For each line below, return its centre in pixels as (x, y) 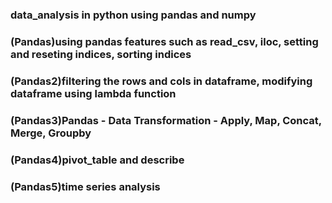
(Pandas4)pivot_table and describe (97, 160)
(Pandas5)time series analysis (85, 186)
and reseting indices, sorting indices (101, 54)
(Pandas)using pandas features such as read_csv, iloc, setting (164, 41)
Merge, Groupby (51, 133)
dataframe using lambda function (93, 93)
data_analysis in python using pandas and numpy (133, 15)
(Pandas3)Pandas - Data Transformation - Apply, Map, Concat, (166, 120)
